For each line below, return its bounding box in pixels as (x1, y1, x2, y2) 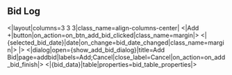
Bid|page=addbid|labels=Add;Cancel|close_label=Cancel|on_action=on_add (7, 53, 226, 61)
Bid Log (7, 6, 40, 17)
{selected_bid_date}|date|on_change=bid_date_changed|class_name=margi (7, 38, 224, 47)
